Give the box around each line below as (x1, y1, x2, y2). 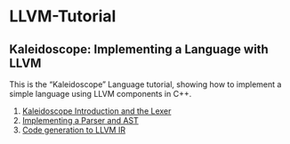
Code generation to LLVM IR (21, 124, 126, 135)
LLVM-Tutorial (9, 6, 117, 27)
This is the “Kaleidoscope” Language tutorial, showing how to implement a (9, 79, 282, 90)
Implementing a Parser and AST (21, 116, 140, 125)
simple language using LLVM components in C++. (9, 89, 192, 99)
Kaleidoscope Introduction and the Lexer (21, 106, 172, 116)
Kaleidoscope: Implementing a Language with (9, 42, 269, 57)
